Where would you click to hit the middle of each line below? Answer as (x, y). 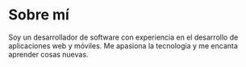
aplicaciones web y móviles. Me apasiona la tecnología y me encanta (123, 45)
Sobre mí (39, 15)
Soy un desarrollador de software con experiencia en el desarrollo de (123, 37)
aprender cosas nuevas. (48, 54)
